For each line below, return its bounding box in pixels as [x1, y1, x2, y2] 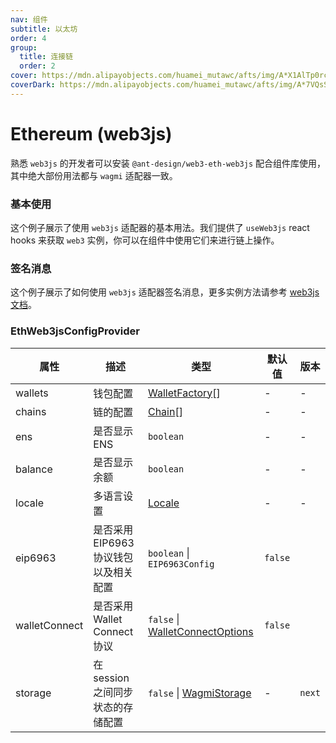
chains [15, 404, 47, 418]
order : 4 [10, 33, 47, 43]
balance [15, 462, 53, 476]
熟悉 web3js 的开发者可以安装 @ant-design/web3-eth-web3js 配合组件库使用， [10, 157, 326, 169]
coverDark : [10, 80, 56, 90]
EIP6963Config [147, 558, 215, 570]
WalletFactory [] [147, 386, 221, 400]
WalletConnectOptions [147, 624, 254, 638]
